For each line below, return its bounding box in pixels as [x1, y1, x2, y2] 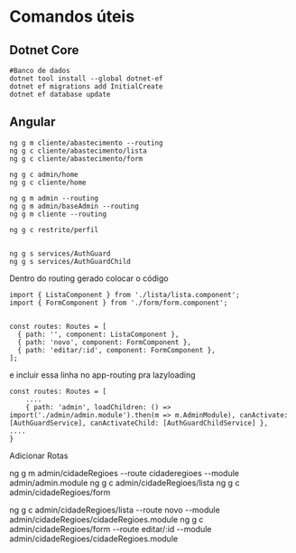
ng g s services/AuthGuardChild [9, 257, 131, 266]
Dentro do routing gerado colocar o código [9, 273, 169, 284]
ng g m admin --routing [9, 193, 99, 202]
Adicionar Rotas [9, 450, 69, 461]
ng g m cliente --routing [9, 210, 106, 219]
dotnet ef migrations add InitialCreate [9, 82, 164, 91]
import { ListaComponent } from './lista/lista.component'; [9, 290, 241, 299]
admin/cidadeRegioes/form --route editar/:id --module [9, 523, 212, 534]
